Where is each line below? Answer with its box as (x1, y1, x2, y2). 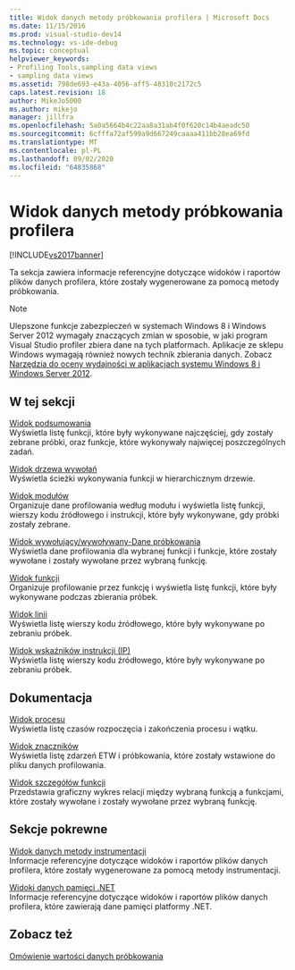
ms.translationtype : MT (9, 138, 98, 147)
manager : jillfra (9, 113, 74, 122)
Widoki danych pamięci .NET (9, 881, 116, 892)
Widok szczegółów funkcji (9, 777, 105, 788)
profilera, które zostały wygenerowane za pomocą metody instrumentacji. (9, 865, 282, 875)
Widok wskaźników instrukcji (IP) (9, 645, 131, 656)
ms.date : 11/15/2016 (9, 21, 87, 30)
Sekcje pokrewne (9, 822, 108, 837)
